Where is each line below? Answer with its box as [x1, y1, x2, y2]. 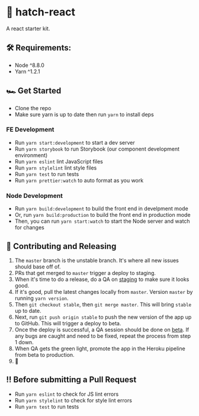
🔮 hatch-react [6, 5, 76, 19]
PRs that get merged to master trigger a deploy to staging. [14, 269, 156, 276]
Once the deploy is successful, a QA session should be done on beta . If [14, 326, 190, 333]
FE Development [6, 126, 54, 134]
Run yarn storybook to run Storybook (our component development [14, 145, 179, 152]
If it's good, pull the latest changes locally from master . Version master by [14, 288, 193, 295]
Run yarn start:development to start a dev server [14, 139, 135, 146]
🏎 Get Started [6, 86, 62, 96]
